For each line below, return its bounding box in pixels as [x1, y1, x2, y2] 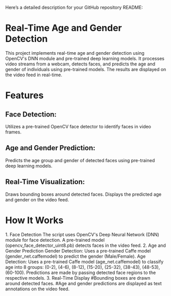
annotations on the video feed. [5, 286, 70, 292]
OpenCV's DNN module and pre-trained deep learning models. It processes [5, 55, 165, 61]
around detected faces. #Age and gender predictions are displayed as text [5, 280, 162, 286]
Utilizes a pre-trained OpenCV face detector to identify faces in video [5, 123, 152, 129]
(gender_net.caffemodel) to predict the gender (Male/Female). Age [5, 253, 146, 259]
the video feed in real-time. [5, 72, 62, 78]
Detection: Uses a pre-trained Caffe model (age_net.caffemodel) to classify [5, 258, 164, 265]
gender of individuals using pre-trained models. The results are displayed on [5, 66, 166, 72]
